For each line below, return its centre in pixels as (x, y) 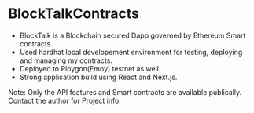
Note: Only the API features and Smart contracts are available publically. (125, 92)
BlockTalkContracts (74, 14)
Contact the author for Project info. (65, 100)
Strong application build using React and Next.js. (98, 77)
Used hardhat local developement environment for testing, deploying (131, 52)
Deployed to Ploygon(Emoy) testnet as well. (90, 68)
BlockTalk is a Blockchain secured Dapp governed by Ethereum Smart (133, 35)
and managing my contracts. (66, 60)
